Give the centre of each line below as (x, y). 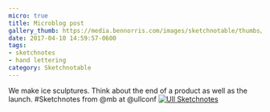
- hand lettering (37, 61)
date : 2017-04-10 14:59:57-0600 (62, 38)
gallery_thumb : (34, 30)
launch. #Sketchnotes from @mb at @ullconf (82, 99)
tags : (17, 46)
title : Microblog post (46, 23)
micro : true (28, 16)
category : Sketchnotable (50, 68)
